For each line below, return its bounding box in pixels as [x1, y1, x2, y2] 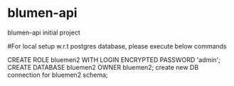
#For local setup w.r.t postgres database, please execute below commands [7, 42, 228, 50]
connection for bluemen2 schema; [7, 70, 108, 79]
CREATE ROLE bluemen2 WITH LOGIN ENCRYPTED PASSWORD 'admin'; [7, 55, 220, 64]
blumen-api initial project [7, 28, 80, 37]
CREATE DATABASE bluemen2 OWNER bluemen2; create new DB [7, 63, 199, 71]
